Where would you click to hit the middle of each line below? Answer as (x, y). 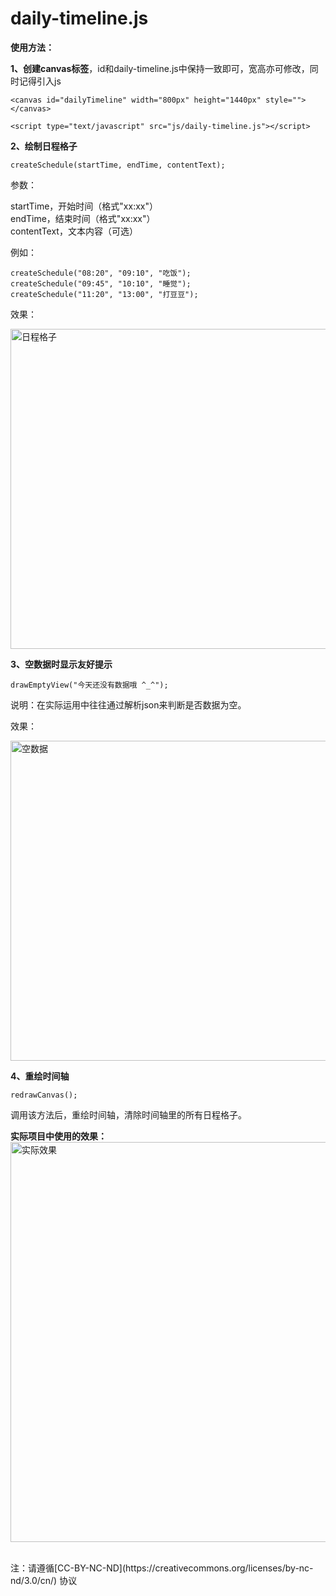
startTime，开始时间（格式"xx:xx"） (84, 206)
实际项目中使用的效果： (58, 1136)
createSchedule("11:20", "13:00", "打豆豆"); (104, 294)
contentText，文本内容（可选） (74, 231)
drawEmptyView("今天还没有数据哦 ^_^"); (89, 685)
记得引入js (40, 81)
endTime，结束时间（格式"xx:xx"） (83, 218)
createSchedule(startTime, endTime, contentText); (118, 165)
